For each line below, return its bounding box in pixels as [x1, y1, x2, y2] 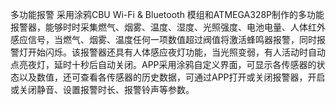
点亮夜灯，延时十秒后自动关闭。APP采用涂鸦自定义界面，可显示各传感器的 [10, 59, 317, 70]
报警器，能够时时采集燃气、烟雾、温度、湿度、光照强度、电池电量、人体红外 [10, 21, 326, 33]
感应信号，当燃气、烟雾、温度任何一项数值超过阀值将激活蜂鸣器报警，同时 [10, 34, 317, 45]
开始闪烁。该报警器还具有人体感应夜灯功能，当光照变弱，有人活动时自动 [27, 46, 326, 58]
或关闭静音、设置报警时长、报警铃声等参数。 [10, 84, 195, 95]
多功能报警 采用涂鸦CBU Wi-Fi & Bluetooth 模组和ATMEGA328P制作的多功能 [10, 9, 325, 20]
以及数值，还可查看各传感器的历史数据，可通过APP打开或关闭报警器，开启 [18, 71, 326, 83]
